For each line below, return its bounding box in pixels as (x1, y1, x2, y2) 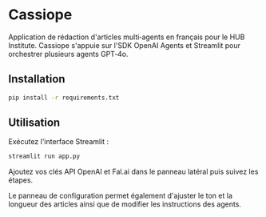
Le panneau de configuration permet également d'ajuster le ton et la (8, 191, 233, 201)
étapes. (8, 175, 34, 185)
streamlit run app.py (8, 152, 81, 161)
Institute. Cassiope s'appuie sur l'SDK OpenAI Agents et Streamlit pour (8, 40, 241, 50)
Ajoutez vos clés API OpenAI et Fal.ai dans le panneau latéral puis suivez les (8, 167, 259, 177)
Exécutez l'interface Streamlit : (8, 137, 109, 147)
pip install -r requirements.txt (8, 94, 120, 102)
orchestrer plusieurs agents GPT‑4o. (8, 49, 129, 58)
